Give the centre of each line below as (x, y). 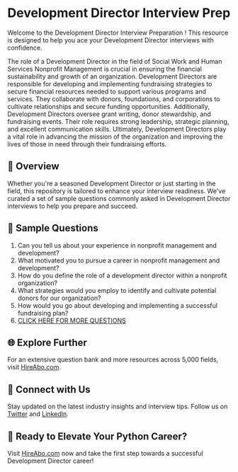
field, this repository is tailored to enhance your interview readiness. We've (117, 191)
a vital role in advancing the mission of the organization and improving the (115, 137)
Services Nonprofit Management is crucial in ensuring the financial (105, 69)
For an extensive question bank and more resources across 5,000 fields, (113, 359)
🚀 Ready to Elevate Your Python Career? (97, 436)
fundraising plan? (43, 313)
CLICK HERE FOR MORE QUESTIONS (72, 321)
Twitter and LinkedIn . (38, 414)
